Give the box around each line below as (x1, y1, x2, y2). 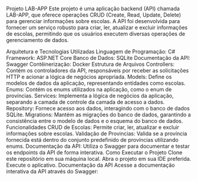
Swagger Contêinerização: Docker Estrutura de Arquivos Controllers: (6, 61, 175, 68)
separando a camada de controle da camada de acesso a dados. (6, 99, 165, 106)
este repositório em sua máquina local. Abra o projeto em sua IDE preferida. (6, 155, 192, 162)
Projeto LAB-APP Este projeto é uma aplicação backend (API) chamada (6, 5, 180, 12)
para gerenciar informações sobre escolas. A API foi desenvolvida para (6, 18, 180, 24)
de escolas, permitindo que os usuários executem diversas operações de (6, 30, 186, 37)
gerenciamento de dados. (6, 37, 69, 43)
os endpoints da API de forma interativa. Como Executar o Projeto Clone (6, 149, 183, 156)
